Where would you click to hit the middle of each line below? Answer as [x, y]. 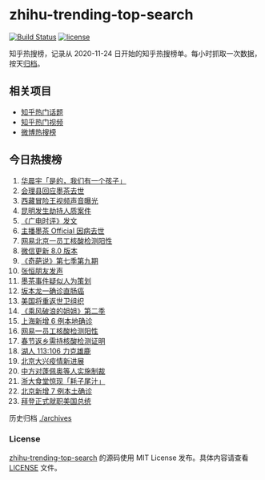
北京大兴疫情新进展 [52, 361]
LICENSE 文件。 [36, 467]
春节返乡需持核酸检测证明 [63, 341]
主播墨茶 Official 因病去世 [62, 231]
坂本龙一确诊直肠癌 [52, 291]
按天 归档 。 [27, 63]
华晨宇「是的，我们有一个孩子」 [73, 180]
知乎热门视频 [42, 122]
